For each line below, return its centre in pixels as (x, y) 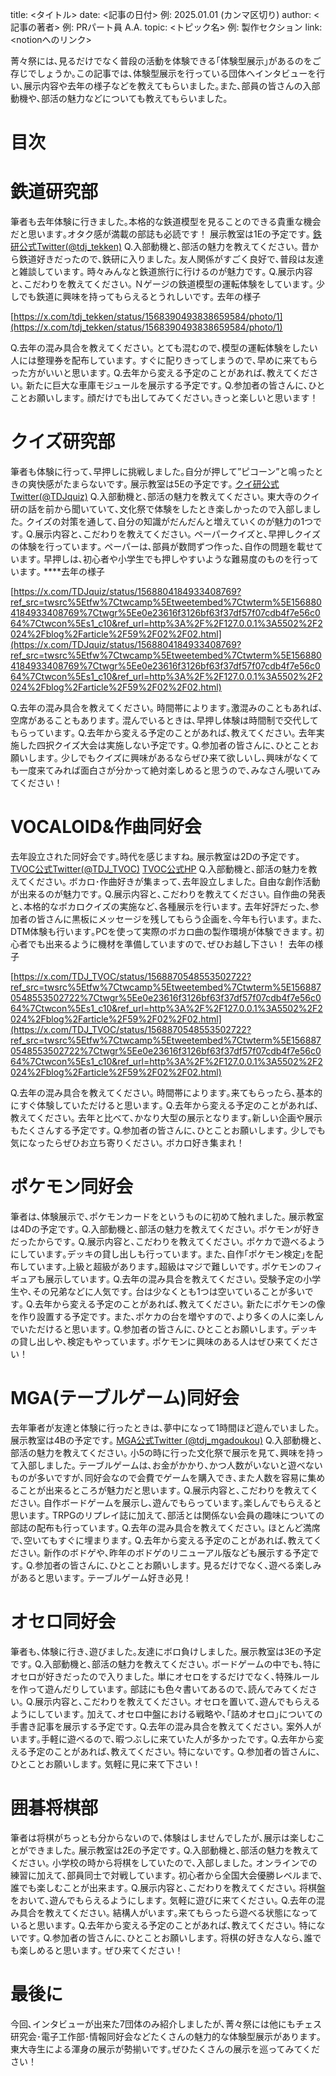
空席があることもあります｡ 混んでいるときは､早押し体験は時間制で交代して (164, 720)
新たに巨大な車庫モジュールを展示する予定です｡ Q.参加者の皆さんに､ (167, 385)
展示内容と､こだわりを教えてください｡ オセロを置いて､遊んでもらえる (177, 1701)
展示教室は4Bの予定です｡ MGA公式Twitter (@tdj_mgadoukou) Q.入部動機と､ (166, 1440)
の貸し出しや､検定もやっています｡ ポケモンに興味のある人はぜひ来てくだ (160, 1341)
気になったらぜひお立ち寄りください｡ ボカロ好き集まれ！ (127, 1142)
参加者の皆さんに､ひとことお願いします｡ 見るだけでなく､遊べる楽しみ (178, 1565)
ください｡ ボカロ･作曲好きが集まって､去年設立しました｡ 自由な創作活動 (173, 881)
